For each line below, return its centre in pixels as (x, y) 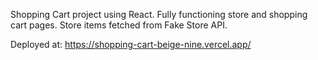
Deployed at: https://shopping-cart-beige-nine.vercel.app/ (131, 44)
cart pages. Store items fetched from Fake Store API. (119, 25)
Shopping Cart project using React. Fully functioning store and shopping (159, 14)
